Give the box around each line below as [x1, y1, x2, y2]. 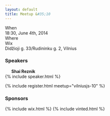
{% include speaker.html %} [5, 73, 61, 79]
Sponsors [5, 95, 28, 101]
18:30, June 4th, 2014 [5, 30, 48, 36]
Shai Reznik [11, 68, 35, 74]
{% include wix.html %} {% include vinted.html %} [5, 106, 105, 112]
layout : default [5, 7, 38, 12]
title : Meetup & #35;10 [5, 12, 51, 16]
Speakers [5, 58, 28, 64]
